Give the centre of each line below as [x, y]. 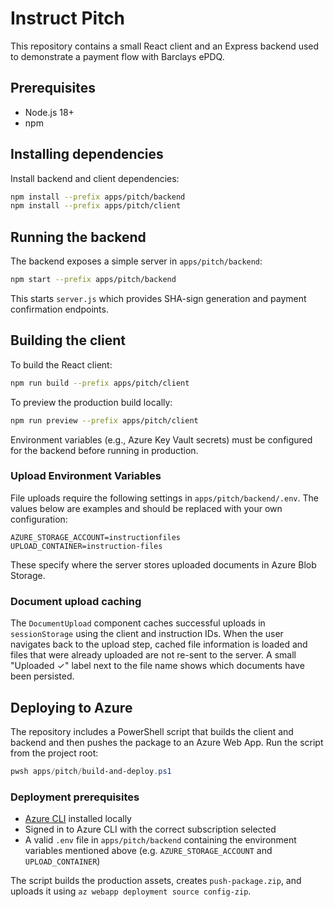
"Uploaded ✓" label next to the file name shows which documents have [157, 666]
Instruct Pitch [68, 18]
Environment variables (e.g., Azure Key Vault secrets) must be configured [161, 439]
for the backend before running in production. [104, 450]
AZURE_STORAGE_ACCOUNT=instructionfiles [96, 537]
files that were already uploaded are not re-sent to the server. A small [153, 655]
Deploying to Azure [71, 707]
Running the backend [78, 237]
